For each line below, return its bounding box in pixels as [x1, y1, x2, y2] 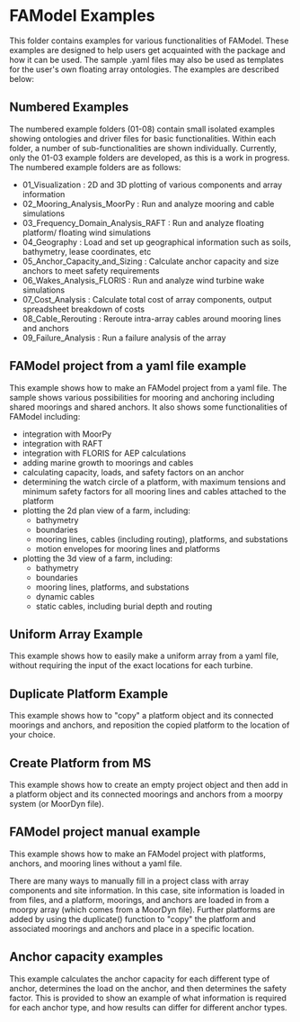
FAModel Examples [9, 5, 155, 26]
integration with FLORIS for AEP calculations [22, 448, 187, 458]
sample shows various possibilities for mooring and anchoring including [9, 392, 276, 402]
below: [9, 73, 34, 84]
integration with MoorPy [22, 429, 112, 439]
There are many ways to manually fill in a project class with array [9, 875, 250, 886]
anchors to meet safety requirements [22, 265, 160, 276]
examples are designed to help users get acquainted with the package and [9, 44, 286, 55]
